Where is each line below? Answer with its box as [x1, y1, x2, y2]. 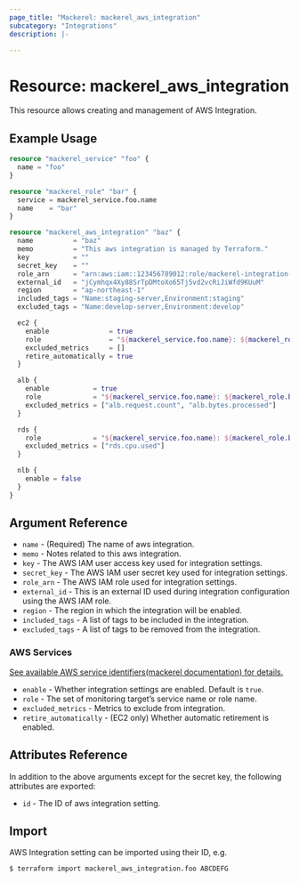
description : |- [9, 29, 69, 38]
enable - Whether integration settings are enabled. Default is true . [21, 684, 264, 694]
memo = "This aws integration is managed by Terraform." [17, 245, 269, 254]
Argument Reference [9, 515, 128, 530]
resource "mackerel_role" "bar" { [9, 187, 138, 196]
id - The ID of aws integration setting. [21, 797, 161, 808]
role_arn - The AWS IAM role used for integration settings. [21, 577, 238, 587]
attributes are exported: [9, 781, 96, 791]
